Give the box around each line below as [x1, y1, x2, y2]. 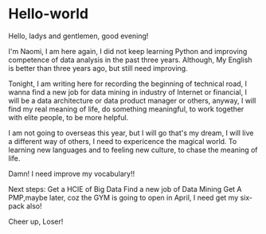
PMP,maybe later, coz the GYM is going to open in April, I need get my [8, 193, 239, 202]
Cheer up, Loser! [8, 216, 64, 226]
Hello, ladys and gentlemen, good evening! [8, 31, 149, 41]
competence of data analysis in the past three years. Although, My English [8, 55, 252, 64]
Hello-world [8, 5, 89, 23]
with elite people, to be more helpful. [8, 112, 129, 122]
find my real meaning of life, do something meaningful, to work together [8, 104, 244, 114]
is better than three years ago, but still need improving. [8, 63, 189, 72]
